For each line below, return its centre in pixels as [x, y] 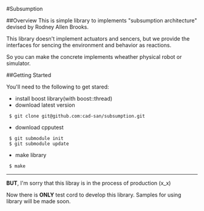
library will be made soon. [39, 201]
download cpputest [39, 127]
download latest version [45, 105]
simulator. [19, 63]
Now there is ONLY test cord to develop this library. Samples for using [94, 195]
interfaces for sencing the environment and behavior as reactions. [89, 45]
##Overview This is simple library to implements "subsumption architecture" [102, 20]
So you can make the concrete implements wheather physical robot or [94, 57]
